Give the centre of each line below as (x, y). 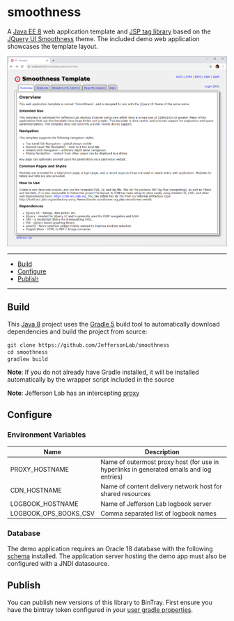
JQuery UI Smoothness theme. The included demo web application (103, 38)
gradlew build (28, 359)
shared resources (126, 494)
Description (162, 451)
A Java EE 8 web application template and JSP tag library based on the (109, 31)
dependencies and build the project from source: (77, 331)
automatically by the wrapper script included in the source (91, 379)
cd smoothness (28, 352)
